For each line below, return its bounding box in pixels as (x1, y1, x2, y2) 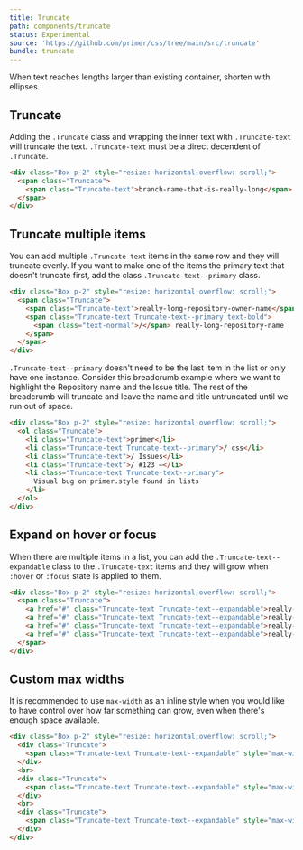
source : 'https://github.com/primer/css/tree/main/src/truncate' (9, 38, 260, 48)
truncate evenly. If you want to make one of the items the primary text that (9, 260, 285, 271)
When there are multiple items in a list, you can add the (9, 551, 214, 562)
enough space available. (9, 715, 101, 725)
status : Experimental (9, 30, 91, 39)
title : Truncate (9, 13, 70, 23)
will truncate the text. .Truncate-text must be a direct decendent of (9, 141, 262, 152)
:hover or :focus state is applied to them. (9, 570, 162, 581)
